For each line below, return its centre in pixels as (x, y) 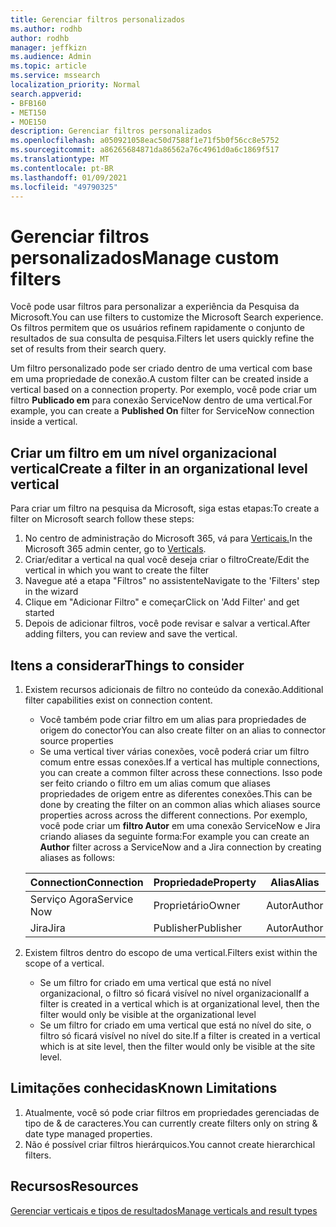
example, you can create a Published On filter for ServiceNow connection (162, 411)
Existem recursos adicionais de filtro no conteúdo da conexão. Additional (174, 689)
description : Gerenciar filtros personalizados (111, 131)
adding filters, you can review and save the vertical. (131, 634)
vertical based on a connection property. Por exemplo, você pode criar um (164, 390)
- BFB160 (28, 103)
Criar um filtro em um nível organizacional (143, 452)
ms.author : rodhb (46, 29)
